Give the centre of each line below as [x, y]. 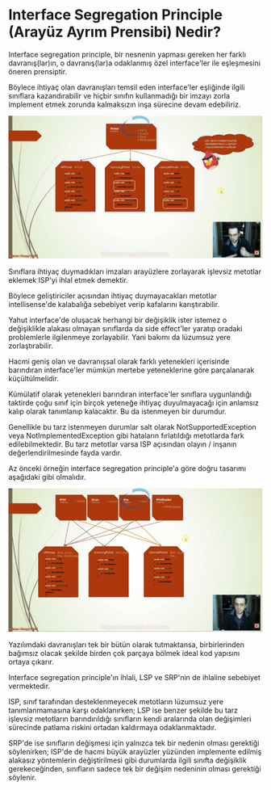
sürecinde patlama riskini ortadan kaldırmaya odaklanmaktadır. [113, 727]
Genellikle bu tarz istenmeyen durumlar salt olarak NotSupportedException [132, 427]
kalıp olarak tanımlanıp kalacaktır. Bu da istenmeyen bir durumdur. [118, 412]
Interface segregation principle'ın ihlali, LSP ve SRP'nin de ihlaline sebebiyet [134, 677]
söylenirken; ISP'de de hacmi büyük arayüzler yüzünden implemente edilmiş [135, 751]
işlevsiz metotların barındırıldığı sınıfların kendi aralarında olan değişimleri [130, 719]
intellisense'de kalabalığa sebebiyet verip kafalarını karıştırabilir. [114, 305]
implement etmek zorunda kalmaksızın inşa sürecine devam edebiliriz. [125, 104]
